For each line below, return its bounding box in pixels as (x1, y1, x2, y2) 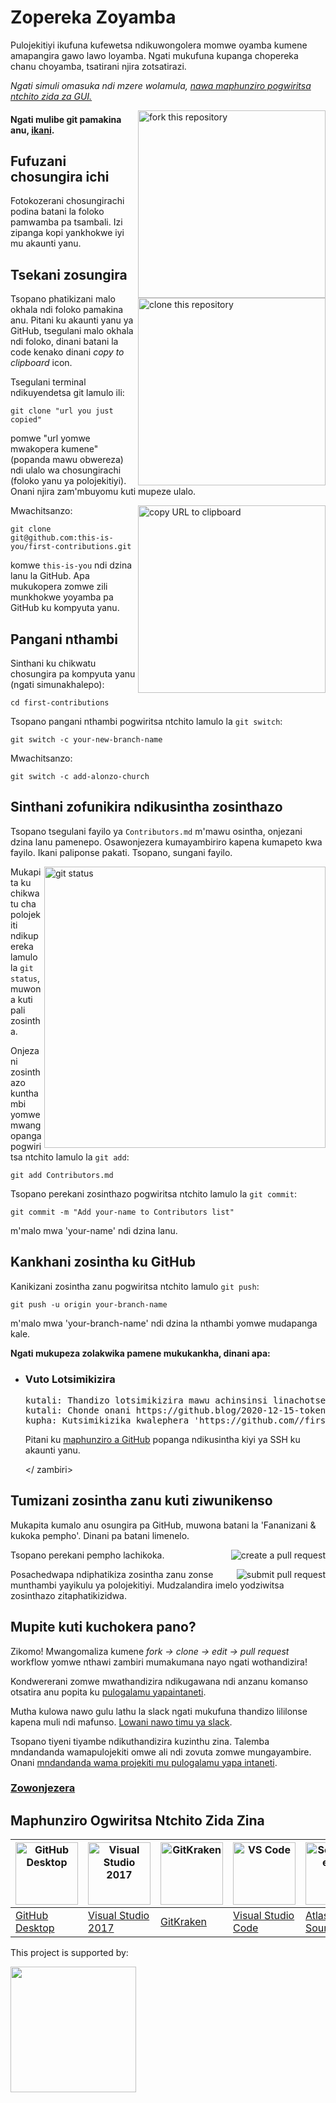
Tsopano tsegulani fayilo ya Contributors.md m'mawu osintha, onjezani (10, 825, 303, 837)
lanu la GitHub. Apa (10, 570, 90, 582)
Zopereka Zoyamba (10, 6, 177, 29)
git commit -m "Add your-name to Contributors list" (10, 1207, 235, 1217)
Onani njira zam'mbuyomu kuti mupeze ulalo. (10, 486, 197, 498)
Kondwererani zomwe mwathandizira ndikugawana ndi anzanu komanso (10, 1675, 308, 1687)
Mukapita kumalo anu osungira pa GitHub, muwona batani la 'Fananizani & (10, 1519, 317, 1531)
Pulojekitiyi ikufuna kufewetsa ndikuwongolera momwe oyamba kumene (10, 39, 308, 51)
